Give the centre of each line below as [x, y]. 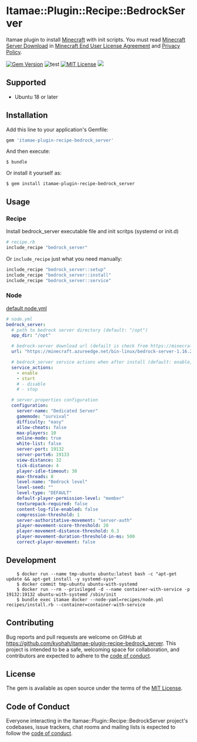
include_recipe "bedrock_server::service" [59, 280]
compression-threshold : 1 [48, 515]
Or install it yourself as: [34, 173]
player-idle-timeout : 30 [47, 471]
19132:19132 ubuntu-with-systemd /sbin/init [61, 595]
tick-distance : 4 [38, 465]
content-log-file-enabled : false [57, 509]
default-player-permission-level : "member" [71, 498]
